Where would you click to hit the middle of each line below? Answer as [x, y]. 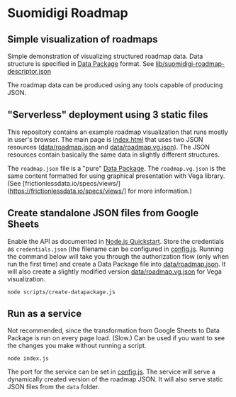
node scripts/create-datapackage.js [61, 292]
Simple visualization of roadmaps [83, 39]
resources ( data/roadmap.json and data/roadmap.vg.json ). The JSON [109, 147]
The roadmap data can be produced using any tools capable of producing [115, 85]
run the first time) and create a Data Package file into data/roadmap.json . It [117, 264]
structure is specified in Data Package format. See [81, 64]
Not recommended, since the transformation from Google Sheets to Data [113, 330]
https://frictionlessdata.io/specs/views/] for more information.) [101, 191]
